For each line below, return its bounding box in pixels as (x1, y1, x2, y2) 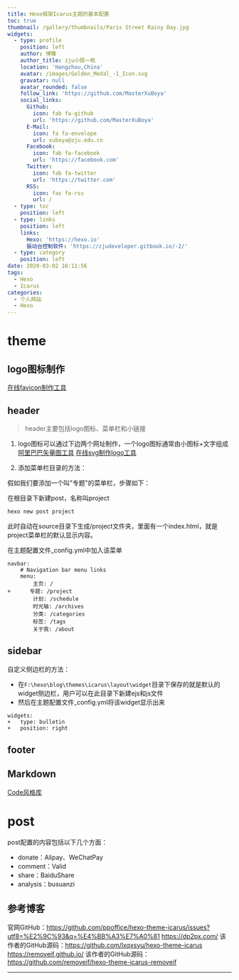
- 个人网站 (14, 295, 42, 303)
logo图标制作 (7, 363, 65, 375)
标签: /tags (33, 618, 66, 625)
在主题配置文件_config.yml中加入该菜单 (7, 546, 122, 554)
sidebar (7, 645, 43, 657)
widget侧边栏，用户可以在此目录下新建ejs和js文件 (17, 689, 164, 698)
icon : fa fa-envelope (33, 130, 97, 137)
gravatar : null (20, 76, 65, 84)
